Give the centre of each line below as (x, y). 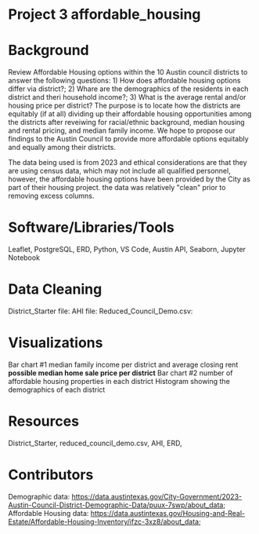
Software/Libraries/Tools (91, 227)
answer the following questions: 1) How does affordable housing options (124, 81)
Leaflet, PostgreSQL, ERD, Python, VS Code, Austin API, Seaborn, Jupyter (127, 250)
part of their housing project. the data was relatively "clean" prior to (117, 188)
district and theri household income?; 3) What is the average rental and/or (127, 97)
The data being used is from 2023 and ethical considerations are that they (128, 163)
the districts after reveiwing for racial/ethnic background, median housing (126, 123)
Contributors (51, 475)
